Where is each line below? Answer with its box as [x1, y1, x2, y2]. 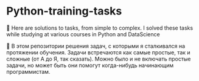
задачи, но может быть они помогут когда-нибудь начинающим [6, 62, 174, 69]
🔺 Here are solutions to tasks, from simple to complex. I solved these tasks [6, 24, 194, 31]
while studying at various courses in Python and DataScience [6, 30, 160, 37]
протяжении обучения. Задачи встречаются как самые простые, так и [6, 48, 190, 56]
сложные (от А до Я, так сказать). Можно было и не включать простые [6, 55, 191, 62]
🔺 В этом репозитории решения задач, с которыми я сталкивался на [6, 42, 186, 50]
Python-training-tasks [6, 4, 122, 18]
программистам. [6, 68, 51, 75]
